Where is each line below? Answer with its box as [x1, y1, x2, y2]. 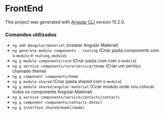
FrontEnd [5, 3, 43, 14]
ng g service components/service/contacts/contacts [12, 95, 120, 100]
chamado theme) [12, 68, 47, 74]
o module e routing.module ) [12, 53, 67, 58]
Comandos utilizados [5, 31, 57, 38]
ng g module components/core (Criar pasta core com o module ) [12, 58, 137, 64]
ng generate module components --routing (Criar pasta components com [12, 47, 160, 54]
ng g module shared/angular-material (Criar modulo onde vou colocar [12, 84, 155, 90]
